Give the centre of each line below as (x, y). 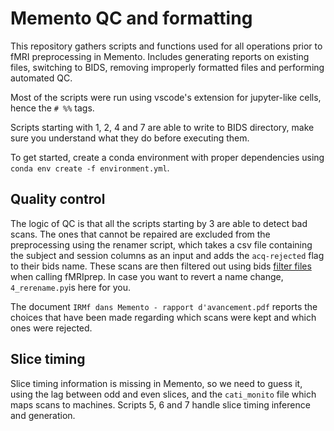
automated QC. (41, 78)
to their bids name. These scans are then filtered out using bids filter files (161, 266)
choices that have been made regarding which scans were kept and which (163, 317)
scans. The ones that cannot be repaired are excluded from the (140, 234)
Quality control (58, 199)
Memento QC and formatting (131, 18)
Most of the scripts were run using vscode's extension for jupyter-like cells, (166, 97)
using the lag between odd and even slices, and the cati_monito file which (163, 394)
